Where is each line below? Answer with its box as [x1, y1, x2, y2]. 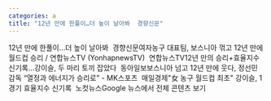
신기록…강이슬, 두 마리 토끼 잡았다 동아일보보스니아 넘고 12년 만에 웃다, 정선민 [8, 62, 258, 73]
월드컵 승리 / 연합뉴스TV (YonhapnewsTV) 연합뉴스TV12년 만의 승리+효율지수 [8, 53, 260, 62]
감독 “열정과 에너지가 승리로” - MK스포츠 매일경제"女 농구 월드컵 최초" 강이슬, [8, 73, 258, 82]
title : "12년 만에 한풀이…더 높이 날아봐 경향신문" [8, 19, 164, 27]
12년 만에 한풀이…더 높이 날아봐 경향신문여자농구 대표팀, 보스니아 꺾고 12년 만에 [8, 42, 264, 53]
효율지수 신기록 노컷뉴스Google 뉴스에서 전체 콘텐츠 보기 [23, 82, 206, 93]
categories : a [8, 11, 57, 20]
